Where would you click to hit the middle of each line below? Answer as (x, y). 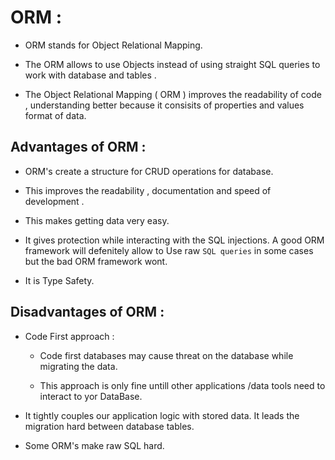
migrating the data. (78, 366)
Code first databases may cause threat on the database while (166, 355)
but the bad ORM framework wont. (96, 261)
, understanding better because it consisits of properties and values (164, 105)
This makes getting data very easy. (97, 220)
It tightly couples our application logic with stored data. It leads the (162, 415)
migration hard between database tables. (109, 426)
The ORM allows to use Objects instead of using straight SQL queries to (172, 64)
